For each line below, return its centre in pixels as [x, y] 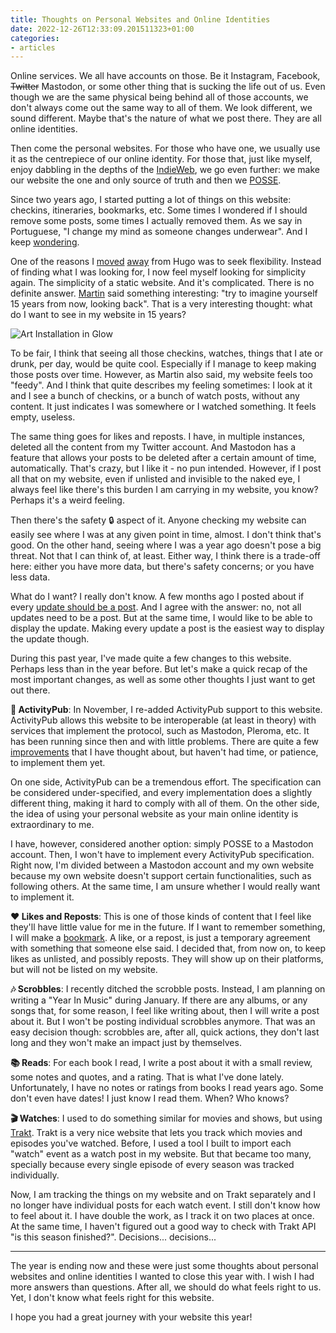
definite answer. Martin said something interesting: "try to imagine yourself [164, 293]
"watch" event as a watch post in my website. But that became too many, [161, 1154]
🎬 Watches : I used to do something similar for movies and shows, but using [166, 1118]
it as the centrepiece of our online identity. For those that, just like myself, [161, 159]
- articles [33, 47]
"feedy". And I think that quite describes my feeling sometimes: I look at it [161, 385]
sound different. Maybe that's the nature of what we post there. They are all [166, 118]
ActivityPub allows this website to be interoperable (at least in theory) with [163, 720]
